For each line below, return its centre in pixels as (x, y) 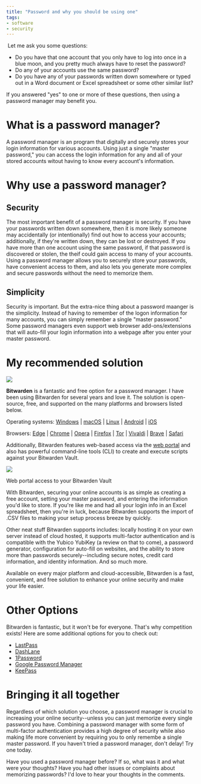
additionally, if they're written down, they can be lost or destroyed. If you (96, 241)
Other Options (42, 610)
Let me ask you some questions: (48, 46)
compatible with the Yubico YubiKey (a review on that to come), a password (100, 542)
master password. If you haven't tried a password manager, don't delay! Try (100, 743)
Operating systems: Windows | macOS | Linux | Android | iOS (82, 421)
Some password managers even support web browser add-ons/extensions (99, 326)
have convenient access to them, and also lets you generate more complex (99, 267)
